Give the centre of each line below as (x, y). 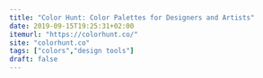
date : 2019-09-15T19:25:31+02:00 (72, 26)
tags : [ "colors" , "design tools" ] (72, 51)
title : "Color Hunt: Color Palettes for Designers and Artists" (132, 17)
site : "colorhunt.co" (50, 43)
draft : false (34, 59)
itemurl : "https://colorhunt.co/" (74, 34)
